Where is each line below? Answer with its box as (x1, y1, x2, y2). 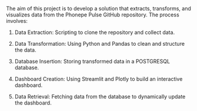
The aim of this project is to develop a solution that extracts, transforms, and (6, 5, 191, 12)
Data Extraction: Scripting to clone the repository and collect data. (14, 29, 175, 36)
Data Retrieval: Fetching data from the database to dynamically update (14, 93, 186, 100)
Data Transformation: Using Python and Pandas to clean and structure (14, 41, 185, 47)
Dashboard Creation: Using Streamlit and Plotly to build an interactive (14, 76, 183, 82)
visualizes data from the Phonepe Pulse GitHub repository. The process (6, 11, 179, 18)
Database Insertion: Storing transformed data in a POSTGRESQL (14, 58, 171, 65)
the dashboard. (14, 99, 52, 106)
